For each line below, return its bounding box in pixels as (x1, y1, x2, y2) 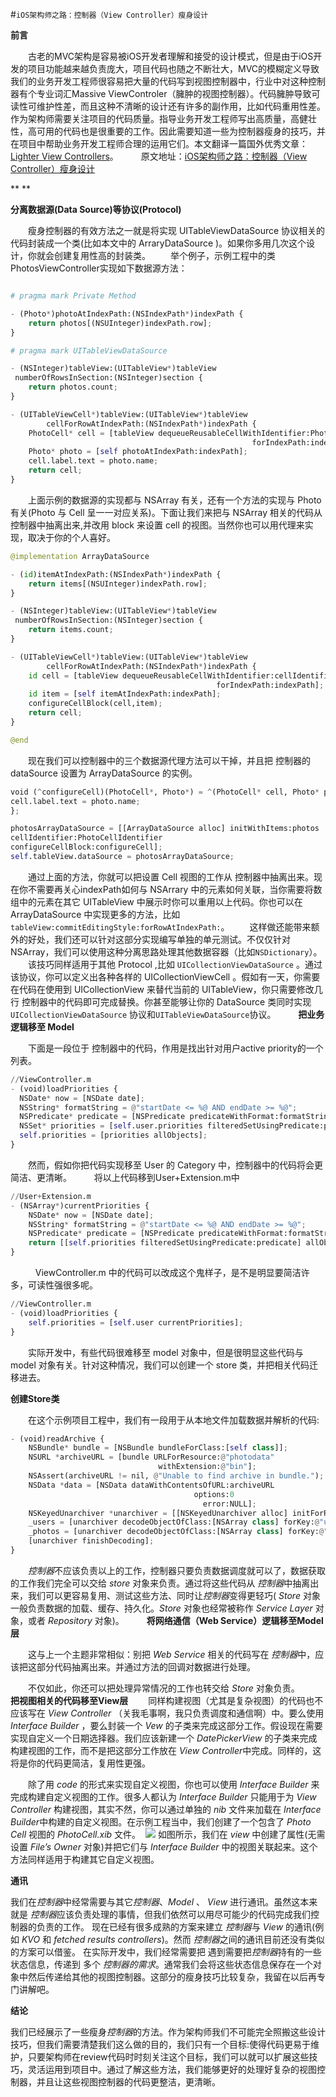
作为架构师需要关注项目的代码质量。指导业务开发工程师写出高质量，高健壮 (10, 113, 317, 124)
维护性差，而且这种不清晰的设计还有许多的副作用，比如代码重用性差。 (36, 100, 326, 112)
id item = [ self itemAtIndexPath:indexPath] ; (28, 689, 222, 699)
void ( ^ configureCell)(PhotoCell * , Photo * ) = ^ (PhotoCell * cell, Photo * (10, 787, 320, 797)
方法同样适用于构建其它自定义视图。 (10, 1853, 160, 1865)
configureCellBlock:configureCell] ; (10, 842, 163, 853)
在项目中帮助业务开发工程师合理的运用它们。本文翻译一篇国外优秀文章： (10, 138, 308, 149)
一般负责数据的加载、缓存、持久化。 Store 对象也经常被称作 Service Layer (10, 1602, 313, 1614)
